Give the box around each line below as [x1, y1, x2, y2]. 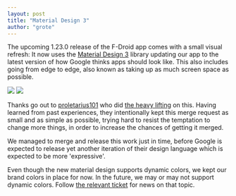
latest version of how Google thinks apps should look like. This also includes [7, 58, 229, 66]
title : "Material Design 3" [7, 17, 90, 24]
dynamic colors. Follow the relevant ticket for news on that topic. [7, 180, 195, 189]
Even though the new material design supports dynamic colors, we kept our [7, 166, 227, 174]
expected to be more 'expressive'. [7, 152, 106, 161]
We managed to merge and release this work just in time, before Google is [7, 137, 223, 145]
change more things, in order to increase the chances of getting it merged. [7, 123, 224, 132]
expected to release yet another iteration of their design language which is [7, 145, 223, 153]
